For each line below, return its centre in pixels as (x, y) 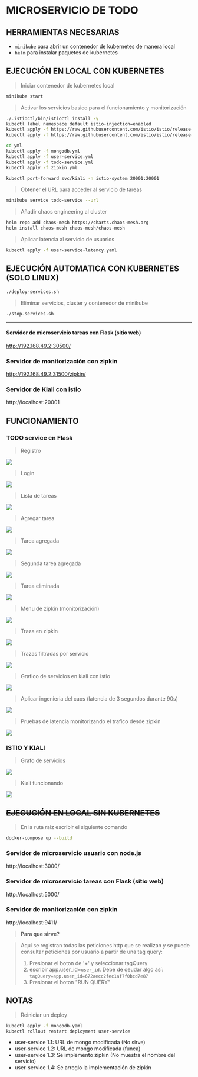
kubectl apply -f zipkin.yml (42, 167)
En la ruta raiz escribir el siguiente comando (74, 827)
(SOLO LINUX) (32, 278)
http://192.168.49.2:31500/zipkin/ (46, 374)
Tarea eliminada (40, 586)
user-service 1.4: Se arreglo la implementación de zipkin (83, 1068)
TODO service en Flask (39, 437)
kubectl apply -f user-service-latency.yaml (62, 250)
